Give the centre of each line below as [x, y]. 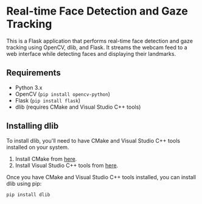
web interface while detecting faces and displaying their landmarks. [91, 53]
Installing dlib [33, 126]
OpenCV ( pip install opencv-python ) [63, 94]
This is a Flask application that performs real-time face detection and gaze [100, 41]
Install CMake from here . [46, 158]
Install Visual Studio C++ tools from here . [67, 165]
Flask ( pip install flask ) [48, 100]
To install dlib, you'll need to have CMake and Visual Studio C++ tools [93, 140]
